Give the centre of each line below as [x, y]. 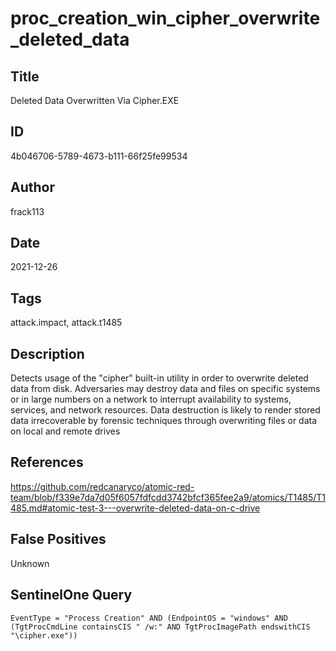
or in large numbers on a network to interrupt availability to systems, [151, 399]
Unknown [30, 563]
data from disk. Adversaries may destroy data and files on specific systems [165, 389]
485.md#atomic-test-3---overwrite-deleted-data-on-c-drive [135, 508]
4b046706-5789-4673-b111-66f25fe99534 [99, 156]
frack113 [27, 211]
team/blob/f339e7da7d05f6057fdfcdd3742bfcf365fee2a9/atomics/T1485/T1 [168, 497]
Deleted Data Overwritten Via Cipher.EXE [95, 100]
